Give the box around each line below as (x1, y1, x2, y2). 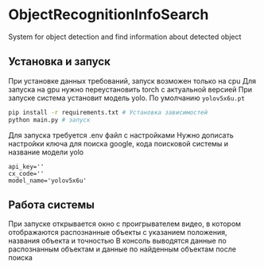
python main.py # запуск (8, 115, 91, 124)
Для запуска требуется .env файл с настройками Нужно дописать (8, 130, 235, 140)
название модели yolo (8, 147, 84, 157)
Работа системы (8, 197, 95, 212)
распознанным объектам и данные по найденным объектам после (8, 244, 237, 254)
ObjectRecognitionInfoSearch (8, 6, 209, 24)
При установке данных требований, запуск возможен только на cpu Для (8, 76, 257, 85)
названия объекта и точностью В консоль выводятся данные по (8, 236, 227, 246)
